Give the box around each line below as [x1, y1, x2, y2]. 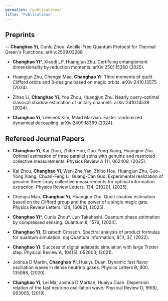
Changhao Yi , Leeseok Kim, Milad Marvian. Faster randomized [12, 115, 142, 121]
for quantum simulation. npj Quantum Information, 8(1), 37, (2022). [12, 234, 149, 240]
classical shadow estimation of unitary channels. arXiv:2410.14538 [12, 100, 149, 106]
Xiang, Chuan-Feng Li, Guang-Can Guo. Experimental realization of [24, 173, 163, 179]
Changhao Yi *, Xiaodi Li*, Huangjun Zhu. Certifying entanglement [12, 59, 148, 65]
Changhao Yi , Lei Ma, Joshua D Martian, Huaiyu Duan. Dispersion [12, 279, 149, 285]
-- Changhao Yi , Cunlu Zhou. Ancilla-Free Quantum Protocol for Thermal [5, 44, 156, 50]
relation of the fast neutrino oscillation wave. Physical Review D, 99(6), [12, 285, 158, 291]
